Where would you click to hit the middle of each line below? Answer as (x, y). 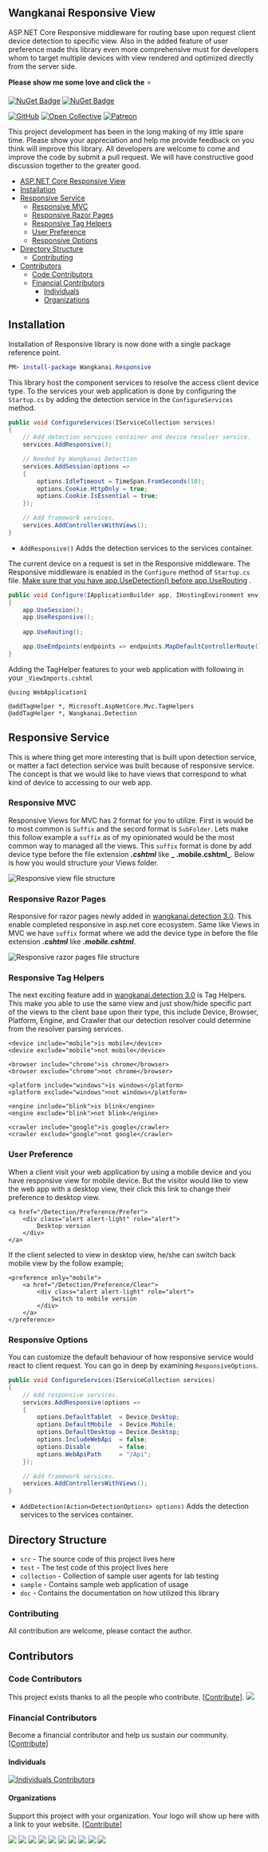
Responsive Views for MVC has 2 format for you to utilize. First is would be (131, 820)
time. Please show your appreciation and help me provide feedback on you (131, 140)
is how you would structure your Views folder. (83, 863)
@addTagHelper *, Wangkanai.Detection (73, 713)
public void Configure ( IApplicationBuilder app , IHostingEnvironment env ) (135, 595)
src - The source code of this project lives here (97, 1558)
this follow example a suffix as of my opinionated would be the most (122, 837)
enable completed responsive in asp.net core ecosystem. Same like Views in (134, 925)
